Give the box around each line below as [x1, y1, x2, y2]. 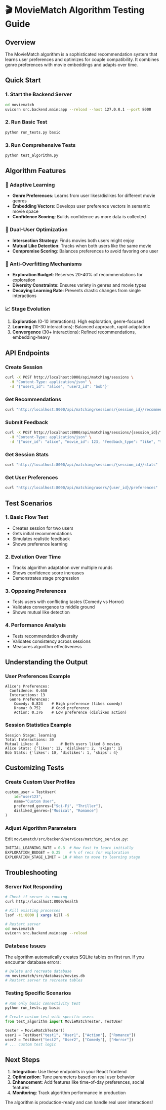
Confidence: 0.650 [9, 688, 48, 693]
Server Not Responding [5, 883, 63, 890]
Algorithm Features [5, 167, 66, 175]
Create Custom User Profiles [5, 778, 76, 785]
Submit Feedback [5, 419, 48, 426]
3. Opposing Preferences [5, 588, 67, 595]
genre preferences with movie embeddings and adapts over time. [5, 62, 138, 67]
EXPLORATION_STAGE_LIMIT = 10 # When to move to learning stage [5, 855, 140, 860]
